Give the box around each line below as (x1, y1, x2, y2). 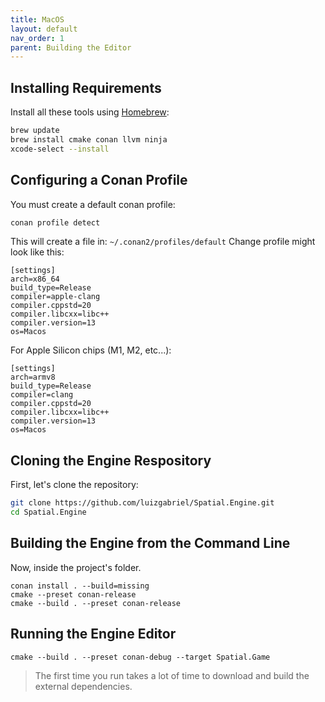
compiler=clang (10, 390, 74, 400)
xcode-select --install (10, 144, 110, 154)
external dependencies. (34, 680, 133, 692)
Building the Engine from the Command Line (10, 535, 291, 552)
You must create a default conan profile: (10, 198, 176, 210)
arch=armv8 (10, 372, 56, 383)
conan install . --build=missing (10, 581, 150, 591)
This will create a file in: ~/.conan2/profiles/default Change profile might (10, 236, 316, 248)
